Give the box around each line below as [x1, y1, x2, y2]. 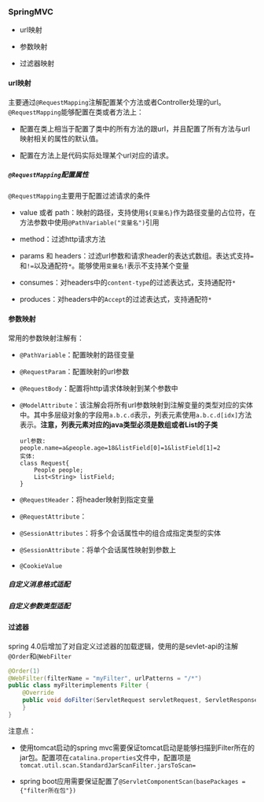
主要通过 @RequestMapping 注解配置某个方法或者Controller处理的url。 [8, 97, 225, 106]
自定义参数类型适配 [8, 601, 71, 611]
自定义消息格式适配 [8, 580, 71, 589]
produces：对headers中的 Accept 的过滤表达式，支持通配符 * [19, 295, 212, 304]
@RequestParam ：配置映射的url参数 [19, 366, 130, 376]
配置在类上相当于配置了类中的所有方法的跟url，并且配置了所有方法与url [19, 124, 251, 133]
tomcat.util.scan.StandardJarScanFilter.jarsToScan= [19, 761, 196, 770]
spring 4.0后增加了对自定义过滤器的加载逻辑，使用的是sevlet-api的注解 [8, 641, 238, 651]
